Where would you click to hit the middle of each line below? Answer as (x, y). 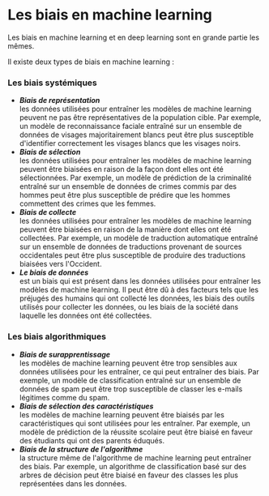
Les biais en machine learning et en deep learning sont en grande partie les (134, 37)
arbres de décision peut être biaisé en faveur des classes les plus (128, 475)
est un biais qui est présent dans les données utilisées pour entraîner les (140, 281)
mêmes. (21, 45)
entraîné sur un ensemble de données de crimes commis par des (128, 186)
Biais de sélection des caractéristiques (86, 406)
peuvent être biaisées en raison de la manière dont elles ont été (125, 229)
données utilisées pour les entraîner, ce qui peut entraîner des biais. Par (139, 371)
